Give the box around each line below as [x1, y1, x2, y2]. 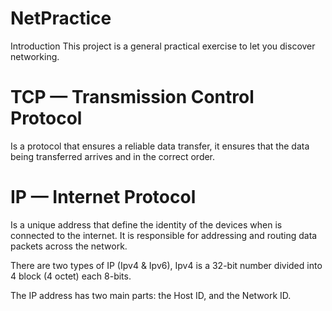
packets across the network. [10, 240, 128, 252]
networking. [10, 50, 60, 62]
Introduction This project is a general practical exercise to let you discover [10, 40, 316, 52]
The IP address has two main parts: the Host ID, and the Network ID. [10, 289, 292, 301]
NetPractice [10, 7, 112, 30]
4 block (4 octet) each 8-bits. [10, 270, 132, 282]
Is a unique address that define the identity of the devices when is [10, 218, 283, 231]
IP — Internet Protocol [10, 186, 197, 209]
